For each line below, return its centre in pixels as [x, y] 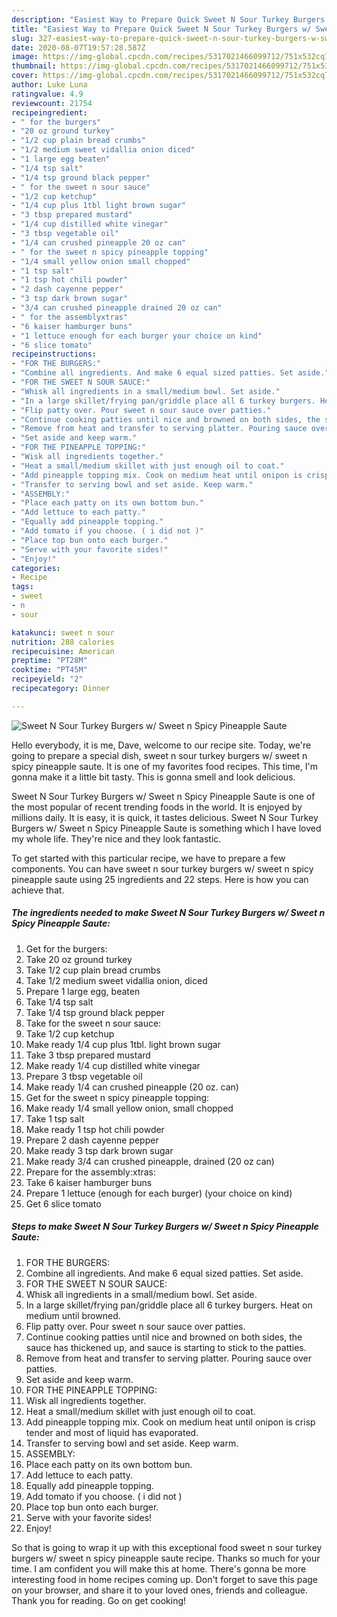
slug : [22, 38]
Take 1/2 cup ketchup [70, 1033]
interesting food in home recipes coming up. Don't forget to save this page [165, 1579]
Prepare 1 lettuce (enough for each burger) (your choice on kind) [159, 1193]
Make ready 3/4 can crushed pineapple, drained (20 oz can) [150, 1161]
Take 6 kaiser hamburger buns [89, 1182]
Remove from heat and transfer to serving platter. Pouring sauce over [168, 1358]
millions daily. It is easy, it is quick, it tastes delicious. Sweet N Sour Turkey [165, 817]
